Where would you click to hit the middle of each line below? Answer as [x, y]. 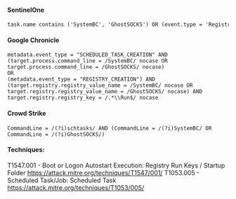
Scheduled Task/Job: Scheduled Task [62, 180]
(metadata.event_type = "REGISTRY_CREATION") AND [81, 80]
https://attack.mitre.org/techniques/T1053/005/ [76, 187]
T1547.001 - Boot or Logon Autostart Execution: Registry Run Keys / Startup [116, 165]
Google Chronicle [33, 40]
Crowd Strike [27, 113]
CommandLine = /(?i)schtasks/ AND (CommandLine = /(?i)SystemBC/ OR [110, 128]
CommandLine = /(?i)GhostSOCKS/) [56, 134]
